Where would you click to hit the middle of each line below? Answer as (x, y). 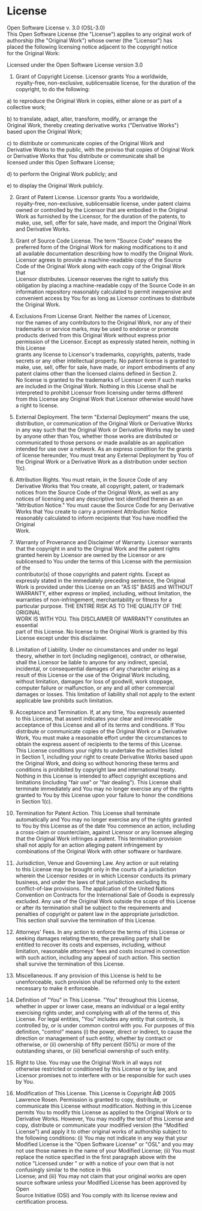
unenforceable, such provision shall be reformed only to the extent (98, 982)
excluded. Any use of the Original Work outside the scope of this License (105, 901)
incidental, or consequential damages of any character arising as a (98, 669)
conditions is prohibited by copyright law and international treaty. (96, 769)
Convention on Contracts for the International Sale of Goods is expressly (105, 895)
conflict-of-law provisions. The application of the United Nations (95, 888)
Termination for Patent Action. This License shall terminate (88, 813)
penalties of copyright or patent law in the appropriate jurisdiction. (97, 914)
